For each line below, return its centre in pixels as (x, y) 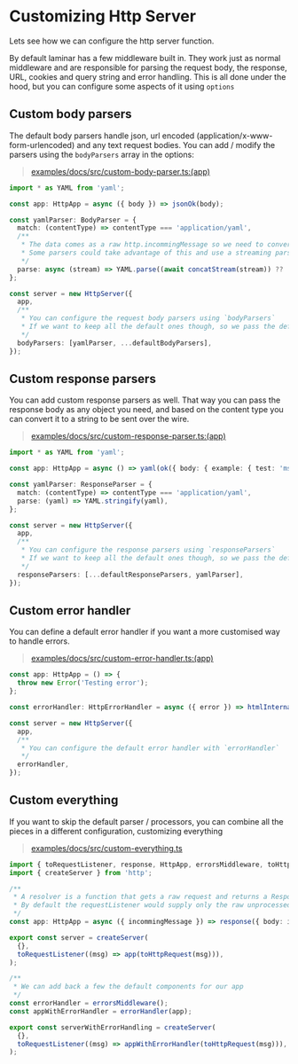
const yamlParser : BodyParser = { (73, 220)
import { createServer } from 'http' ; (81, 872)
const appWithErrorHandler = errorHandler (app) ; (101, 1011)
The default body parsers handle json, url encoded (102, 136)
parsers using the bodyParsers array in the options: (102, 154)
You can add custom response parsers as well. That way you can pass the (145, 400)
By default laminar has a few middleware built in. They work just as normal (145, 58)
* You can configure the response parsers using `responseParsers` (148, 550)
